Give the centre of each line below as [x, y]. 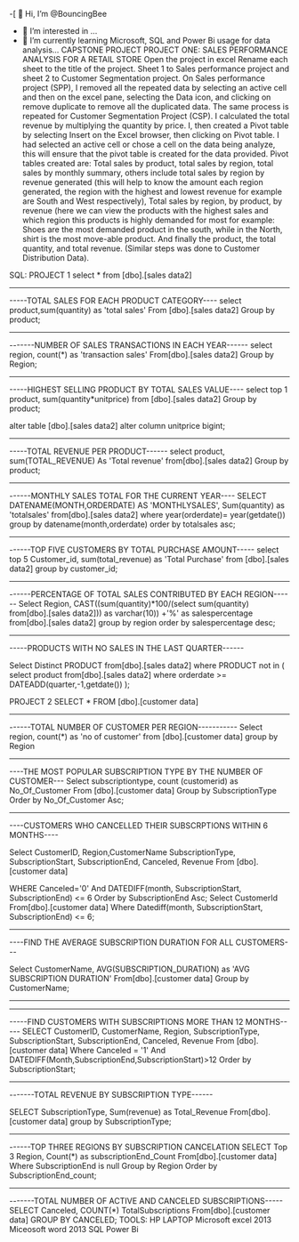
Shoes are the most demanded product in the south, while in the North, [152, 230]
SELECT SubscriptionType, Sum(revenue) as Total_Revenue [119, 1112]
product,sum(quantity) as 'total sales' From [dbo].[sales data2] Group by [142, 310]
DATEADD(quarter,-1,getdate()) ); [70, 684]
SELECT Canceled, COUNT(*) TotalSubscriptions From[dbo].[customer [140, 1210]
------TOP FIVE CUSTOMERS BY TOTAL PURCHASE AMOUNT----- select [144, 550]
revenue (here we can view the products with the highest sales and [145, 210]
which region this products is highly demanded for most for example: [149, 220]
